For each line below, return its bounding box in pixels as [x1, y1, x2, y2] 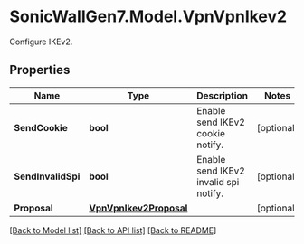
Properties [9, 62, 71, 78]
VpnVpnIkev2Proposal [89, 202, 188, 214]
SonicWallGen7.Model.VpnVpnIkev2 [9, 6, 288, 27]
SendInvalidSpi [14, 170, 81, 183]
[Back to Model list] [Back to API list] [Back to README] [9, 224, 217, 236]
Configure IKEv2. [9, 36, 73, 47]
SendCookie [14, 121, 68, 134]
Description [195, 89, 249, 101]
